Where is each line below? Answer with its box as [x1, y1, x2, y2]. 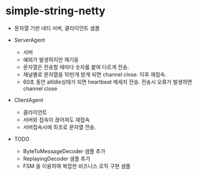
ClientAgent [14, 96, 44, 103]
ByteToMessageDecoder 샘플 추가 [23, 147, 106, 155]
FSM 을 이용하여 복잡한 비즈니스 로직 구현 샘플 [23, 162, 131, 170]
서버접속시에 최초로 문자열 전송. [23, 123, 96, 131]
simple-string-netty [5, 4, 106, 18]
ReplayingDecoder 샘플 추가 [23, 155, 91, 162]
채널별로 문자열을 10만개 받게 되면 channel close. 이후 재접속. [23, 71, 167, 78]
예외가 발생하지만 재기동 [23, 56, 79, 63]
